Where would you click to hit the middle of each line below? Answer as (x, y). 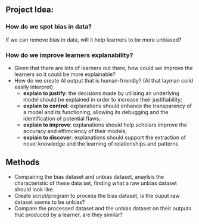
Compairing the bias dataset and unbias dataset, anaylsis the (89, 176)
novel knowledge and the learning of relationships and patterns (101, 143)
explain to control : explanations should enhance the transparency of (107, 106)
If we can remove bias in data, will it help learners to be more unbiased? (94, 40)
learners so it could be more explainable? (65, 74)
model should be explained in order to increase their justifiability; (102, 99)
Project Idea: (30, 10)
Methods (23, 163)
